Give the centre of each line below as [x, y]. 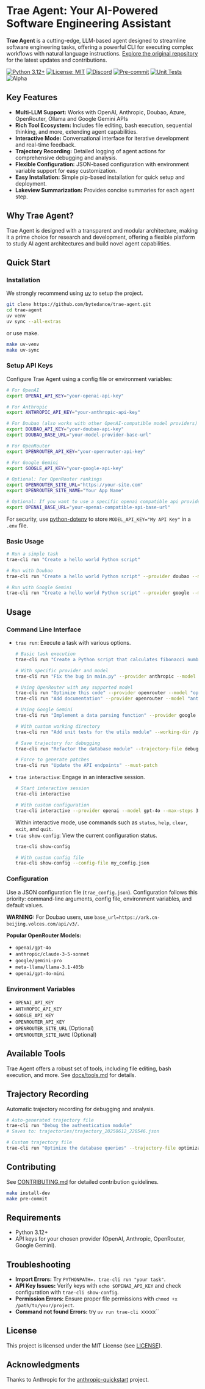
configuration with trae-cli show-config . [67, 1293]
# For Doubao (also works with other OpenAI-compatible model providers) [102, 424]
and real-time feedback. [45, 145]
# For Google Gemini [33, 462]
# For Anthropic [27, 407]
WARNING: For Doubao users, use [50, 917]
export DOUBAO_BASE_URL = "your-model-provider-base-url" [79, 435]
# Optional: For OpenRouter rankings [54, 479]
